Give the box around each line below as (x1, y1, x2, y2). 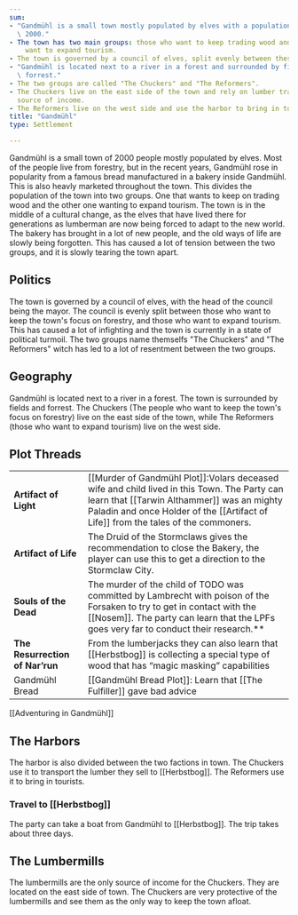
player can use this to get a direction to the (87, 553, 266, 565)
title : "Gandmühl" (9, 112, 77, 121)
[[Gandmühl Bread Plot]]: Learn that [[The (87, 674, 263, 687)
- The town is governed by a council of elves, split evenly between (9, 54, 272, 63)
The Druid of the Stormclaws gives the (87, 530, 248, 543)
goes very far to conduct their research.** (87, 623, 265, 635)
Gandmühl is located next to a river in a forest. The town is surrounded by (9, 393, 278, 403)
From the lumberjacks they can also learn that (87, 637, 278, 649)
